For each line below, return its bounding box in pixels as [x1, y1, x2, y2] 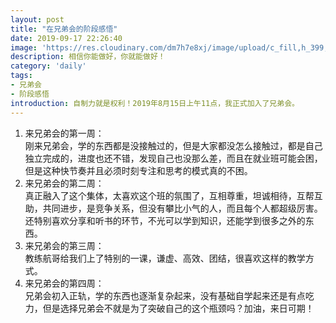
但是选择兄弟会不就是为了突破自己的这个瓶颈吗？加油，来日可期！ [42, 302, 315, 314]
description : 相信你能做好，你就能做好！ [10, 52, 166, 62]
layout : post [10, 14, 65, 25]
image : [10, 42, 38, 53]
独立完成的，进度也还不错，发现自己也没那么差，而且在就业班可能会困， [24, 152, 323, 164]
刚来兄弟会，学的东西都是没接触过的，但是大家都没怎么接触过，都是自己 [24, 139, 323, 151]
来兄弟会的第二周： [24, 177, 105, 189]
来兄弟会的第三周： [24, 239, 105, 251]
